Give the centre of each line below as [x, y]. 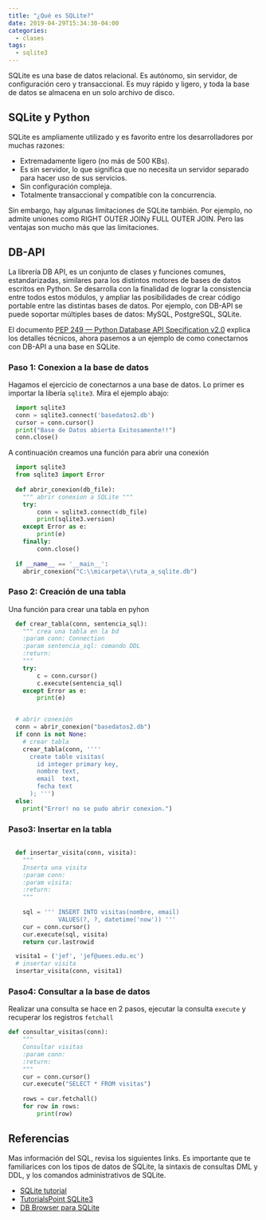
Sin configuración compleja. [66, 186]
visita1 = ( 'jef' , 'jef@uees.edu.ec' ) [80, 956]
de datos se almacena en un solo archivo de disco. [92, 92]
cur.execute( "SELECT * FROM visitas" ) [87, 1084]
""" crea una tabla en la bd [71, 631]
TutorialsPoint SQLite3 [57, 1198]
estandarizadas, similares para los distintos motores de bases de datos [125, 280]
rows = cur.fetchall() [60, 1099]
